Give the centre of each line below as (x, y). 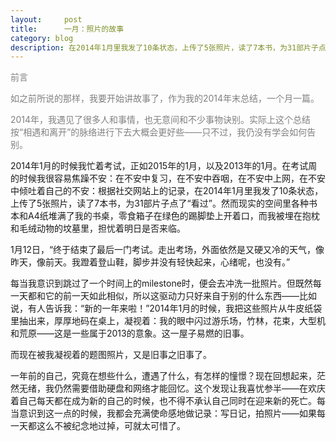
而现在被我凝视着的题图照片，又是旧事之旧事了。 (111, 355)
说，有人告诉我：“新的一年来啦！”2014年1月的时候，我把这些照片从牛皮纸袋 (166, 308)
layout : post (46, 19)
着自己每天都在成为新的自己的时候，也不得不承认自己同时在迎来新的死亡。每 (168, 401)
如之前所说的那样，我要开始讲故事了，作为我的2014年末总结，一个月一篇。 (165, 98)
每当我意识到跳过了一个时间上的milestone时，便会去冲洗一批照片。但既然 (161, 283)
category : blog (42, 38)
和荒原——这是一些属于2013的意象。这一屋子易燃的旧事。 (130, 333)
